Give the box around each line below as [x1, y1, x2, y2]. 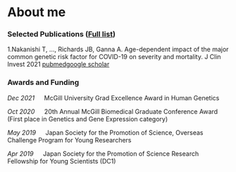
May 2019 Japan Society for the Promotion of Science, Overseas [7, 128, 204, 137]
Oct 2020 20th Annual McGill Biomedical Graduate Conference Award [7, 107, 218, 116]
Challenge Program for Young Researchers [7, 135, 132, 144]
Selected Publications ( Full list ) [7, 29, 116, 39]
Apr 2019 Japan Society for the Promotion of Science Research [7, 149, 199, 158]
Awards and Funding [7, 78, 80, 88]
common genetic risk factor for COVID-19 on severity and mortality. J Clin [7, 53, 221, 61]
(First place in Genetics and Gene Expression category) [7, 114, 168, 123]
